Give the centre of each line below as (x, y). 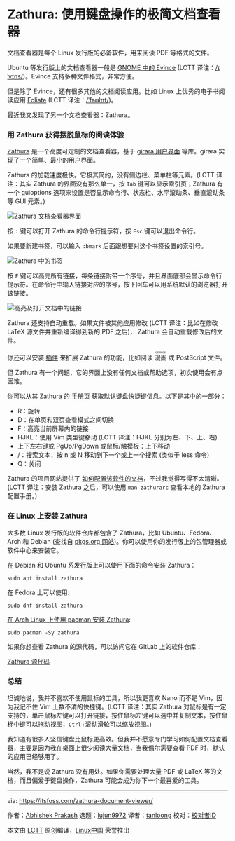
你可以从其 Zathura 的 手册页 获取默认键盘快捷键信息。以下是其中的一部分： (117, 396)
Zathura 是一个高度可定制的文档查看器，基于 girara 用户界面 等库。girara (112, 151)
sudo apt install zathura (45, 578)
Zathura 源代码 (29, 661)
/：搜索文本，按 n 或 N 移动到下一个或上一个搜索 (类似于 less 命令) (113, 455)
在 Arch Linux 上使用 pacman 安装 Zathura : (69, 619)
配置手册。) (22, 496)
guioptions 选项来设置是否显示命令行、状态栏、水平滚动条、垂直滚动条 (123, 193)
